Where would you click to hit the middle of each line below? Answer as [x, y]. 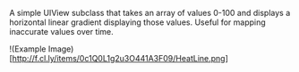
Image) [61, 49]
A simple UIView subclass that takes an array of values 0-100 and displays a [150, 13]
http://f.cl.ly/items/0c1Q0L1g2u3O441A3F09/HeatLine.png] [120, 58]
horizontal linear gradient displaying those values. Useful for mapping [137, 22]
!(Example [28, 49]
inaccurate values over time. [61, 32]
